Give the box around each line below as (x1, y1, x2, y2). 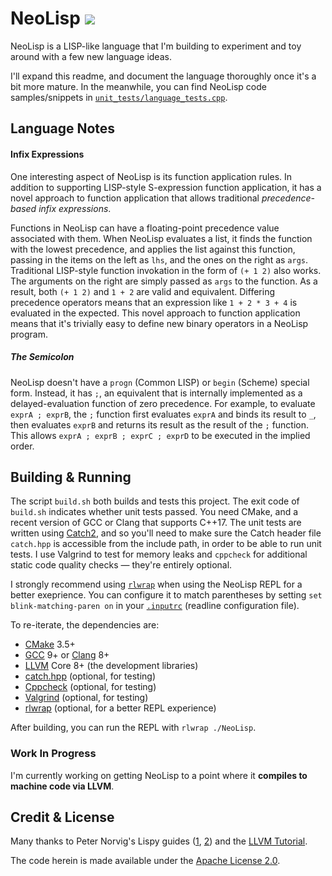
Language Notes (10, 120, 116, 137)
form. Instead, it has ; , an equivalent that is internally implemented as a (10, 387, 303, 399)
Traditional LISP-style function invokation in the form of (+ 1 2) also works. (10, 264, 322, 276)
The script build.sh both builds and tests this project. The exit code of (10, 495, 300, 507)
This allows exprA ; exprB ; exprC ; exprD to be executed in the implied (10, 429, 311, 441)
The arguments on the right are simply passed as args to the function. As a (10, 275, 318, 287)
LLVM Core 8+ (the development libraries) (24, 660, 199, 672)
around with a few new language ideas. (10, 50, 172, 62)
